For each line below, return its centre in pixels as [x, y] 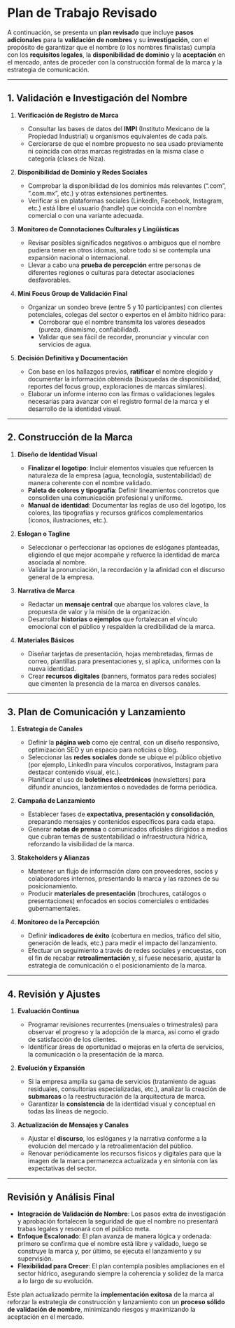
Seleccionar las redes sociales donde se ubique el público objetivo [124, 757]
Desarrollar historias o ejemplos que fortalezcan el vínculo [113, 619]
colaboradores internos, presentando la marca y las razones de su [123, 879]
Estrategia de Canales [50, 729]
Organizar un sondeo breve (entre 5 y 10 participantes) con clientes [125, 307]
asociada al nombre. [57, 562]
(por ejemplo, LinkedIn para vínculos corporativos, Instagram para [123, 765]
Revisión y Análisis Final [61, 1197]
